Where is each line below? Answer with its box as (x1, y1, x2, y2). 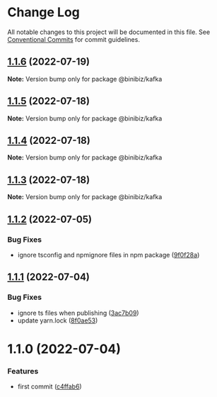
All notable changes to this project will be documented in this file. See (7, 28, 211, 36)
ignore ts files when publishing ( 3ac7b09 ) (17, 308, 139, 317)
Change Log (7, 4, 80, 21)
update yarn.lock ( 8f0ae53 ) (17, 316, 98, 325)
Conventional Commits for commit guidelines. (7, 35, 140, 43)
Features (7, 366, 39, 376)
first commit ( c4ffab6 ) (17, 382, 83, 391)
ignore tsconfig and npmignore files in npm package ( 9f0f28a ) (17, 250, 200, 259)
